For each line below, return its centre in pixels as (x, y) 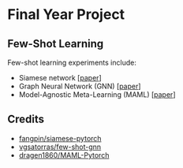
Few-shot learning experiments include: (72, 62)
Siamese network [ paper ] (60, 78)
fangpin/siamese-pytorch (60, 138)
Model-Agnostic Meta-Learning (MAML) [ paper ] (97, 95)
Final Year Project (66, 15)
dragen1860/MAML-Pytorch (64, 155)
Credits (26, 119)
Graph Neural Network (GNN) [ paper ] (80, 86)
